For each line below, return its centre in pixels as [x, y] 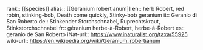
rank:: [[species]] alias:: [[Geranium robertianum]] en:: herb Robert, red [95, 9]
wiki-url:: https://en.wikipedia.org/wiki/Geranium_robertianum [84, 41]
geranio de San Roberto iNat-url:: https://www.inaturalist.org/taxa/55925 [97, 34]
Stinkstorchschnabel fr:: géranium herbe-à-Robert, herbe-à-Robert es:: [96, 28]
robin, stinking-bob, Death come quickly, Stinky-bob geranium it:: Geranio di [102, 15]
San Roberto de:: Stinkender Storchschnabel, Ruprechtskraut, [83, 21]
